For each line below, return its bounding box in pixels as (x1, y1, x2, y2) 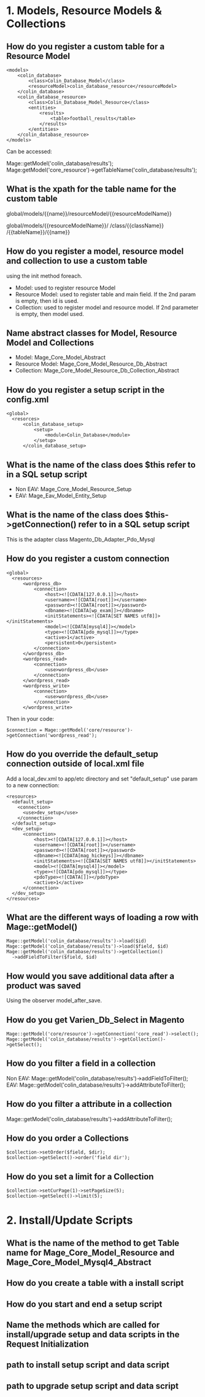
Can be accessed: (6, 148, 52, 155)
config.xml (6, 394, 49, 404)
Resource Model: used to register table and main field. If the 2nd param (15, 290, 196, 298)
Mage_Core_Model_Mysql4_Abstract (6, 1257, 152, 1267)
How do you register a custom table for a (6, 41, 164, 52)
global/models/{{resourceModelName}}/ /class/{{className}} (6, 222, 164, 229)
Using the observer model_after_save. (6, 997, 102, 1004)
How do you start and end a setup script (6, 1299, 163, 1309)
